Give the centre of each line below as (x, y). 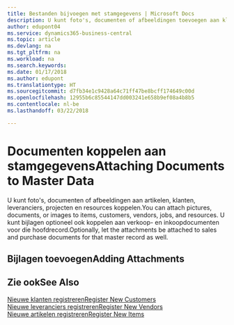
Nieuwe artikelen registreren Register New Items (76, 314)
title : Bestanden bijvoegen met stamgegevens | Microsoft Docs (101, 14)
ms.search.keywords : (37, 65)
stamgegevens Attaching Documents (116, 166)
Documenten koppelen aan (87, 151)
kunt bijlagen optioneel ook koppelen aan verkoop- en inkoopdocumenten (113, 222)
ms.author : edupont (36, 78)
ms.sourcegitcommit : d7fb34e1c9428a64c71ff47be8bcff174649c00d (101, 91)
